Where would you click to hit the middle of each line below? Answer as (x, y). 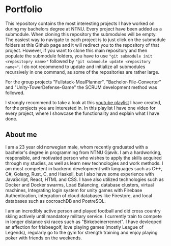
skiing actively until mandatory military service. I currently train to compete (83, 216)
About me (21, 135)
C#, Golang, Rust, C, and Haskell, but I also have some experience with (80, 174)
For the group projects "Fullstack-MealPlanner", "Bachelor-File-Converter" (83, 82)
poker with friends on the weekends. (44, 238)
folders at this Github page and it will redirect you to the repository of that (82, 45)
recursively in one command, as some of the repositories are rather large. (82, 72)
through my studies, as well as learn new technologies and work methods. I (84, 163)
